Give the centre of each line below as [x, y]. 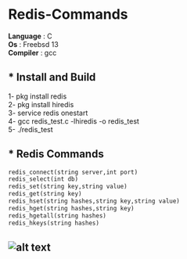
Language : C [30, 36]
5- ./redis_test [31, 129]
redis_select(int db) [43, 179]
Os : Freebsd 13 [33, 44]
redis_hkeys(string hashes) [54, 223]
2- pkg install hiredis [41, 104]
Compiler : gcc [32, 52]
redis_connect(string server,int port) [73, 172]
